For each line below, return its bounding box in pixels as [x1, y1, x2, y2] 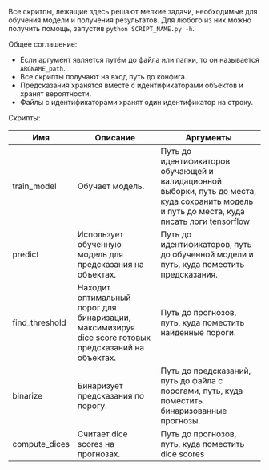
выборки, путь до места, [160, 186, 256, 197]
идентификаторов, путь [160, 239, 252, 249]
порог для [77, 302, 117, 313]
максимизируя [77, 322, 136, 333]
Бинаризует [77, 380, 123, 391]
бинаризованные [160, 405, 227, 416]
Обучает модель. [77, 180, 145, 192]
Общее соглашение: [8, 39, 78, 49]
